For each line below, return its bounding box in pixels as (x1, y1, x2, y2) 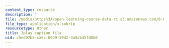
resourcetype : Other (5, 26, 49, 31)
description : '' (5, 12, 39, 17)
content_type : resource (5, 7, 55, 12)
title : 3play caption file (5, 30, 62, 35)
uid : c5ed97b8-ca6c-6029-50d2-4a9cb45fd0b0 (5, 35, 98, 40)
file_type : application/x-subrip (5, 21, 75, 26)
